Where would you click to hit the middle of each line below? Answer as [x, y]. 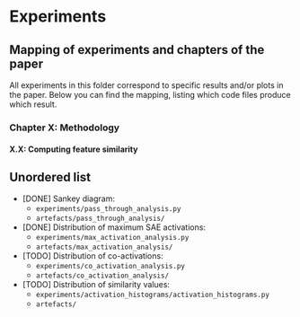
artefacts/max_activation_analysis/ [104, 247]
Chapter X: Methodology [64, 128]
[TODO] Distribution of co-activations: [93, 256]
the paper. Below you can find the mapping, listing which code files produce [150, 95]
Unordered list [50, 177]
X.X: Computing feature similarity [74, 149]
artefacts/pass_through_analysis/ [100, 219]
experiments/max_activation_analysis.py [112, 238]
